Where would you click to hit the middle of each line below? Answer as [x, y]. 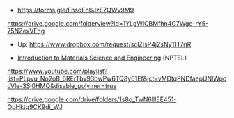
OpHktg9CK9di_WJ [35, 107]
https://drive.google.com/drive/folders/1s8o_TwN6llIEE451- [92, 99]
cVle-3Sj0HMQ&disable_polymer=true [62, 86]
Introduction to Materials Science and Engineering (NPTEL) [102, 58]
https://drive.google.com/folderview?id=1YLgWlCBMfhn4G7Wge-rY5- [108, 23]
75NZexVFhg [26, 31]
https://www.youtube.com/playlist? [57, 71]
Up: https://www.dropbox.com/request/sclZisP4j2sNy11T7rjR [104, 44]
